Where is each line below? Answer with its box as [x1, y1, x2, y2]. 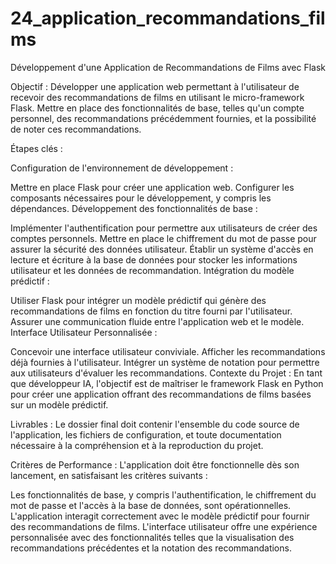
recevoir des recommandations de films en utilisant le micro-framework [10, 91, 305, 103]
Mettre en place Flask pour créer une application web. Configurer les [10, 181, 295, 193]
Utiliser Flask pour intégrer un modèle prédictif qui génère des [10, 294, 267, 306]
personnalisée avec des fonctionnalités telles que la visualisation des [10, 531, 295, 543]
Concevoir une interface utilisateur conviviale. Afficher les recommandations [10, 345, 326, 357]
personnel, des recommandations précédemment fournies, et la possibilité [10, 112, 317, 124]
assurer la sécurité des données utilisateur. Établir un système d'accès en [10, 243, 314, 255]
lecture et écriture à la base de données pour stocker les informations [10, 253, 298, 266]
